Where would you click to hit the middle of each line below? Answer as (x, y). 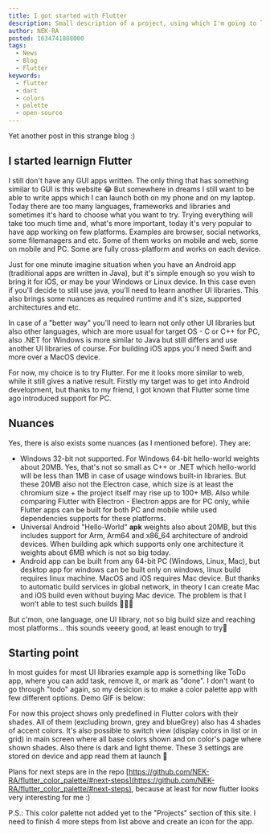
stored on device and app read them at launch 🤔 (88, 756)
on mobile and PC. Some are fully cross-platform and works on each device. (135, 249)
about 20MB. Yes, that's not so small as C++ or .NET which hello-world (138, 466)
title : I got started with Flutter (68, 16)
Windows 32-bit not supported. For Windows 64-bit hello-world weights (139, 458)
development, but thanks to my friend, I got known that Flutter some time (129, 389)
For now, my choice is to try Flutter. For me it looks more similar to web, (127, 372)
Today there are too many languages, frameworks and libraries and (119, 206)
